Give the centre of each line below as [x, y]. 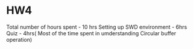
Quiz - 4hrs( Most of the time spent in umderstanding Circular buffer [91, 33]
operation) [19, 39]
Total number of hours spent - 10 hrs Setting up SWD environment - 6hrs [97, 27]
